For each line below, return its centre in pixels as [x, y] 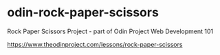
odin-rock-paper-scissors [83, 13]
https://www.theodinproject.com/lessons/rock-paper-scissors [95, 44]
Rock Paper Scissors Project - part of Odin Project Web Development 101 [110, 31]
